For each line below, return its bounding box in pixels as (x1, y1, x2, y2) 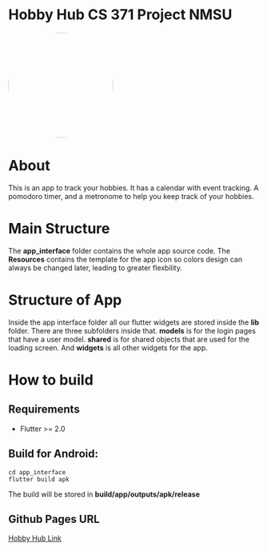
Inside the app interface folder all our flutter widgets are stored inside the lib (8, 317, 260, 327)
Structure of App (8, 291, 122, 309)
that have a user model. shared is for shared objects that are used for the (8, 334, 250, 344)
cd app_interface (8, 468, 66, 477)
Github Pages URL (8, 512, 100, 525)
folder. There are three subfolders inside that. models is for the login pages (8, 325, 256, 335)
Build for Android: (8, 447, 98, 461)
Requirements (8, 402, 80, 417)
